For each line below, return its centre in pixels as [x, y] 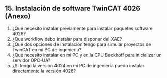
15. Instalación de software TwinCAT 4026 [73, 8]
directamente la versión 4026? [44, 71]
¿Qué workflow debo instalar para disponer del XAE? [67, 39]
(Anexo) [18, 16]
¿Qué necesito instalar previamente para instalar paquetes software [82, 28]
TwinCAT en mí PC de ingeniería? [47, 49]
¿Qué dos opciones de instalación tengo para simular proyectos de [81, 44]
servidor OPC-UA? [31, 60]
